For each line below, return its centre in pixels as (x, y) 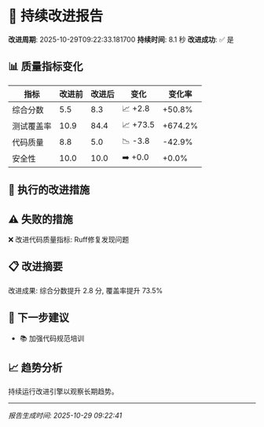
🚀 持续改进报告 (56, 16)
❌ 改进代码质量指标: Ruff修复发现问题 (69, 239)
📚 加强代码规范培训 (52, 338)
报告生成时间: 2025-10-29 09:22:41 (65, 416)
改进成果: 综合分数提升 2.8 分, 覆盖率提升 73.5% (86, 290)
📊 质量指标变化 (46, 66)
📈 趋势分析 (35, 368)
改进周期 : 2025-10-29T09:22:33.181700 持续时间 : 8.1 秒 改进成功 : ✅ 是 (121, 39)
